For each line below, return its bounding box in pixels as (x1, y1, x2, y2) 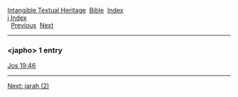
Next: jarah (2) (7, 81, 50, 91)
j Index (7, 13, 27, 22)
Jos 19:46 (7, 62, 36, 70)
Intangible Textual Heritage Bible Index (7, 6, 124, 14)
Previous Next (10, 21, 54, 29)
